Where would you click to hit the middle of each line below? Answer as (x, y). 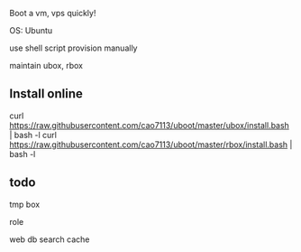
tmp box (25, 204)
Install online (46, 94)
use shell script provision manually (73, 48)
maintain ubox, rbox (46, 65)
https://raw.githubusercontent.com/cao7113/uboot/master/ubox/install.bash (150, 125)
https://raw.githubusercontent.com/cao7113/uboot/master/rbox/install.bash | (151, 145)
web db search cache (50, 239)
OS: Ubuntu (31, 30)
